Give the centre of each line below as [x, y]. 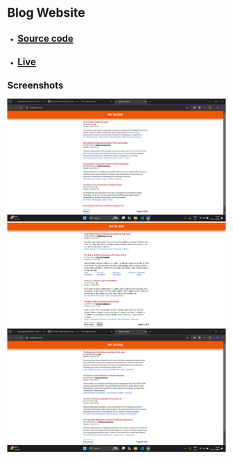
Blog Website [46, 13]
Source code [45, 39]
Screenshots [35, 86]
